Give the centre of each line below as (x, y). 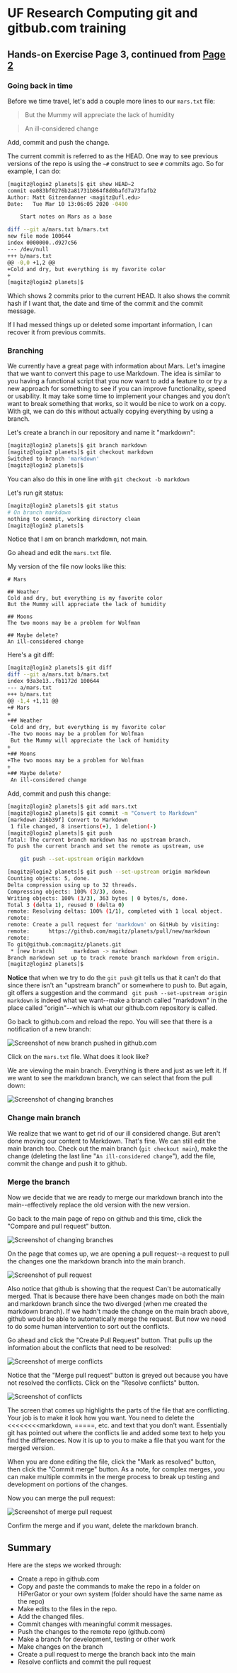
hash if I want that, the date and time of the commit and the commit (105, 304)
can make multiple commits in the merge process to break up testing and (114, 1476)
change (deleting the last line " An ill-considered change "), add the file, (111, 1156)
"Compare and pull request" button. (59, 1226)
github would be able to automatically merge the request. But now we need (117, 1319)
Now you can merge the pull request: (61, 1498)
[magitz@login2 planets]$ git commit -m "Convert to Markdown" (103, 813)
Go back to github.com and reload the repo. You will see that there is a (110, 1022)
